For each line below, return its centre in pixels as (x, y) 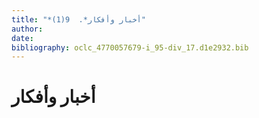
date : (22, 38)
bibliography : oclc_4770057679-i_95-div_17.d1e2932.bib (130, 47)
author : (27, 29)
